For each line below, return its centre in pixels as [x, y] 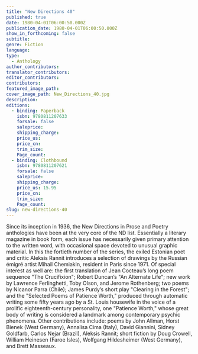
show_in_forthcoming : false [41, 34]
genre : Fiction [25, 45]
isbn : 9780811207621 [42, 166]
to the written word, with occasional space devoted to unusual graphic [92, 246]
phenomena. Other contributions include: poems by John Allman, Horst [93, 321]
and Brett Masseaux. [31, 346]
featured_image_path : [33, 89]
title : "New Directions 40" [41, 12]
